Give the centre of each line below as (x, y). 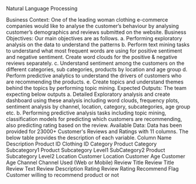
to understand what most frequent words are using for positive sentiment (94, 51)
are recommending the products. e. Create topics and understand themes (95, 82)
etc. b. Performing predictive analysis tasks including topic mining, (86, 113)
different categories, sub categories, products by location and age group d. (97, 69)
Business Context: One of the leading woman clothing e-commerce (87, 20)
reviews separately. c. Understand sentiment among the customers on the (95, 63)
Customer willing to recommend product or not (63, 175)
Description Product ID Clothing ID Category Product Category (81, 144)
